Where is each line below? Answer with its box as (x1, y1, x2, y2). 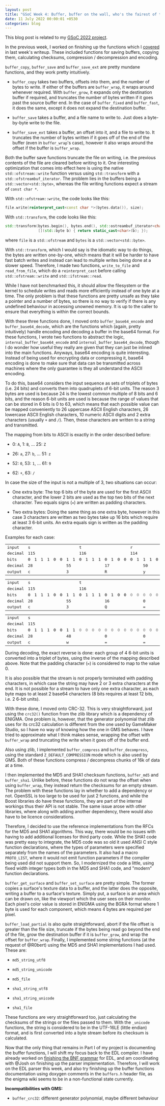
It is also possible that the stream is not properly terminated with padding (5, 675, 153, 681)
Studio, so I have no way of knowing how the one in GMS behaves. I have (5, 727, 154, 732)
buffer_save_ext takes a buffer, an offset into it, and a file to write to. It (12, 129, 155, 136)
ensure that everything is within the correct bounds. (5, 309, 110, 315)
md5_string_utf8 (12, 958, 46, 963)
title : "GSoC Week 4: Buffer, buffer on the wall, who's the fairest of (5, 12, 157, 17)
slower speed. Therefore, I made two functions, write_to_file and (5, 262, 140, 268)
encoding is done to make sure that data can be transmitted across (5, 360, 141, 366)
